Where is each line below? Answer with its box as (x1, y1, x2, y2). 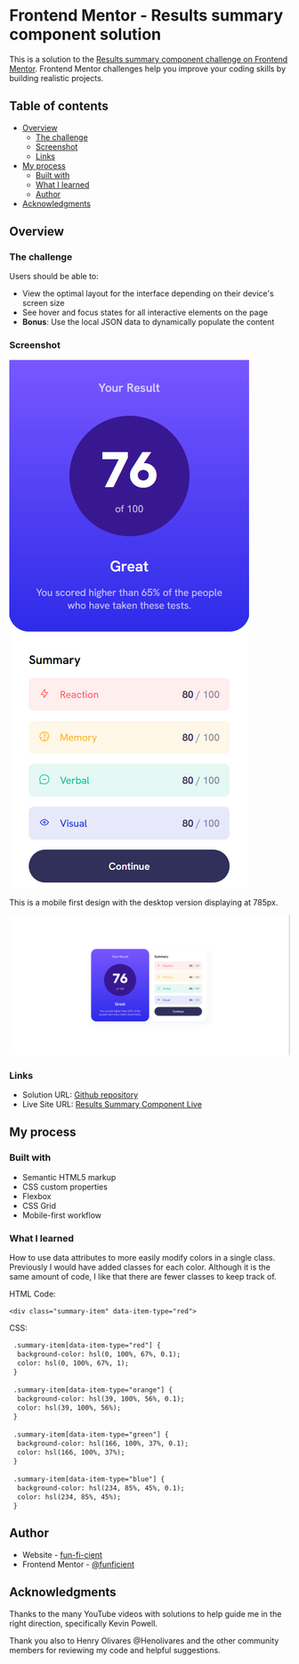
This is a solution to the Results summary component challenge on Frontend (9, 54, 288, 64)
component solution (9, 24, 162, 45)
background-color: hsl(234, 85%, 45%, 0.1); (17, 1484, 185, 1493)
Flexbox (21, 1190, 52, 1201)
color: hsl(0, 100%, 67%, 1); (17, 1359, 129, 1368)
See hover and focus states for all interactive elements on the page (21, 307, 269, 318)
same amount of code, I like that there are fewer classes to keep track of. (9, 1271, 278, 1282)
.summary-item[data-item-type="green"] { (12, 1430, 169, 1439)
